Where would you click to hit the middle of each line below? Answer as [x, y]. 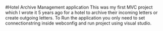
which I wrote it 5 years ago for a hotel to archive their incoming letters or [82, 12]
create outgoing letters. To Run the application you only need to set [75, 18]
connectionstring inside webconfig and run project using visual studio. [78, 23]
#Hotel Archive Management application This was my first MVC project [79, 7]
